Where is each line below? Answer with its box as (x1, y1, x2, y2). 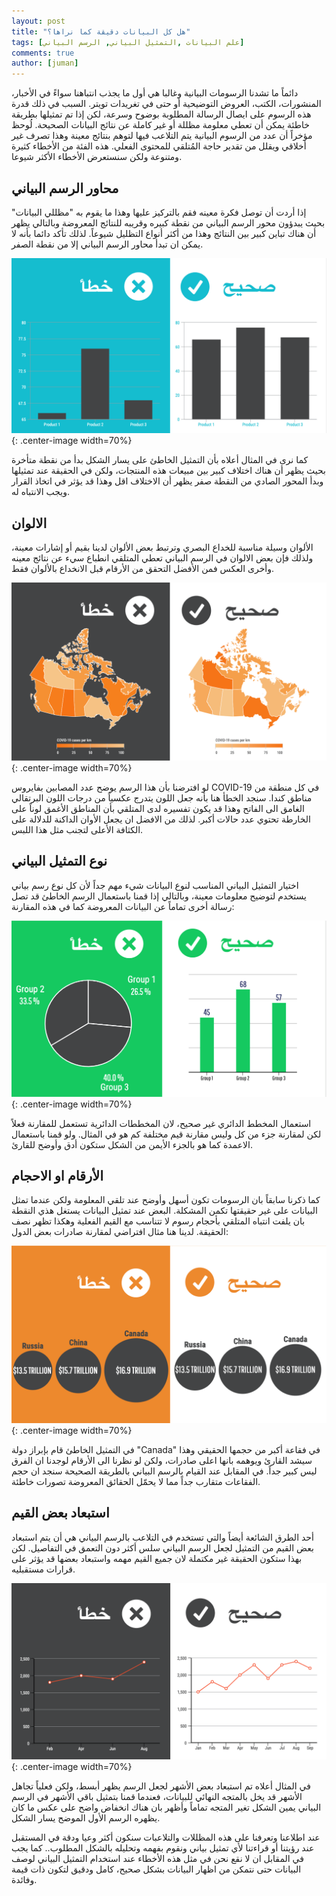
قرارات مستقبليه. (11, 1563, 76, 1575)
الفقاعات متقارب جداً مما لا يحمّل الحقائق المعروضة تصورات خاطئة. (11, 1475, 261, 1487)
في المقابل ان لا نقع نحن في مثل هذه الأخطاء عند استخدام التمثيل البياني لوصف (11, 1853, 304, 1865)
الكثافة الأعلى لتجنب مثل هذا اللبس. (11, 823, 144, 835)
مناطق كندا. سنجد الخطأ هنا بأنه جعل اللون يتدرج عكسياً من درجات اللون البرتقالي (11, 791, 313, 804)
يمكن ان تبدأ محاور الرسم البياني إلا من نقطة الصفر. (11, 238, 204, 250)
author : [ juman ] (11, 58, 79, 69)
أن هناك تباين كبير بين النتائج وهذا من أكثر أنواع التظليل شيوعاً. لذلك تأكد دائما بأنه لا (11, 227, 317, 239)
